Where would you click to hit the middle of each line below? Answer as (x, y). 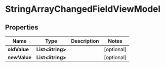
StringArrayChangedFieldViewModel (83, 9)
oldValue (18, 49)
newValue (20, 57)
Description (85, 41)
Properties (22, 27)
